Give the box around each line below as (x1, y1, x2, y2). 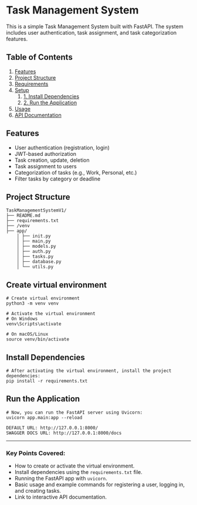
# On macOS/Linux (6, 332, 49, 337)
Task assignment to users (14, 162, 77, 170)
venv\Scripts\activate (6, 321, 62, 327)
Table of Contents (6, 52, 73, 62)
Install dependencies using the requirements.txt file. (14, 469, 142, 476)
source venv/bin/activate (6, 336, 69, 343)
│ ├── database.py (16, 259, 62, 265)
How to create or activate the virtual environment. (14, 462, 135, 469)
